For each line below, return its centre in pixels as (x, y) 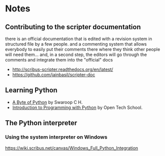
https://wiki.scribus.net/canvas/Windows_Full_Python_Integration (72, 148)
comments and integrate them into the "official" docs (59, 60)
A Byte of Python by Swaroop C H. (47, 102)
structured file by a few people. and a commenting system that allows (76, 44)
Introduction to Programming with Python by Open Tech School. (77, 107)
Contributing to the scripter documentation (73, 27)
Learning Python (31, 90)
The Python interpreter (41, 123)
